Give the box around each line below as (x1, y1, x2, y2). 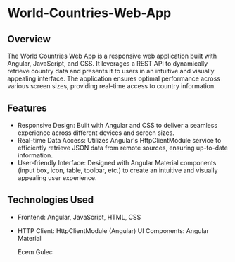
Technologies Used (7, 194, 94, 206)
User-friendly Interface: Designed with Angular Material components (17, 158, 217, 167)
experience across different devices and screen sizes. (17, 129, 174, 137)
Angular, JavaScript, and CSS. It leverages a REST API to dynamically (7, 59, 208, 68)
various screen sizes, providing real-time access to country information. (7, 82, 216, 90)
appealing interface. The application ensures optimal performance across (7, 74, 220, 83)
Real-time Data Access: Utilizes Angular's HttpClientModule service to (17, 136, 222, 144)
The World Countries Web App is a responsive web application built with (7, 52, 217, 60)
